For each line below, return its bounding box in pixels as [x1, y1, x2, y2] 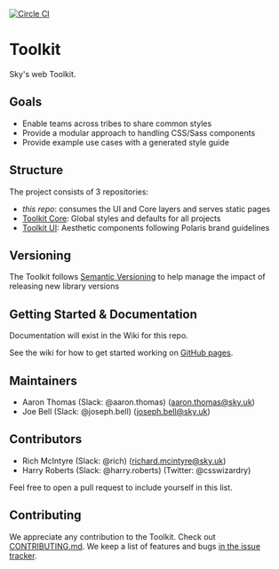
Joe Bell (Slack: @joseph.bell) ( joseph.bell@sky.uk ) [21, 407, 211, 416]
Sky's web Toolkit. [9, 68, 76, 79]
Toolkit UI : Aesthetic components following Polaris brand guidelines [21, 222, 270, 233]
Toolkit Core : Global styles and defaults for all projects [21, 213, 221, 224]
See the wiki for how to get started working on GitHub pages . [9, 347, 234, 359]
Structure [9, 162, 64, 178]
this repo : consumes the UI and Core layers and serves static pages [21, 203, 271, 214]
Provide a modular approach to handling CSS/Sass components [21, 127, 256, 138]
